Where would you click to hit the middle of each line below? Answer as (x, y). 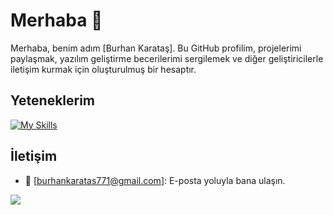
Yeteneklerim (53, 100)
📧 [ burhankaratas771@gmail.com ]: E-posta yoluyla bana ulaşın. (155, 180)
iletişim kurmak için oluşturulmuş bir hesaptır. (103, 69)
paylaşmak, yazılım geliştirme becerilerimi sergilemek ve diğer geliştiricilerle (167, 58)
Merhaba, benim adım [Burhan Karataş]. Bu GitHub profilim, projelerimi (156, 48)
